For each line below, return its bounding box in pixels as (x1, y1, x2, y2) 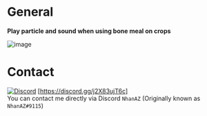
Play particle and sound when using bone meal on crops (7, 27, 171, 35)
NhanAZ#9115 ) (7, 101, 43, 110)
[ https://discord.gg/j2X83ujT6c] (37, 86, 128, 95)
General (7, 4, 54, 20)
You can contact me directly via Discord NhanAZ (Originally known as (7, 94, 201, 102)
